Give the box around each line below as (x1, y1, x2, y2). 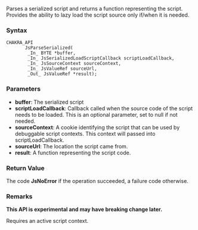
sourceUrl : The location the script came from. (14, 142, 128, 150)
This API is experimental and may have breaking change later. (6, 206, 163, 213)
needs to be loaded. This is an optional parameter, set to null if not (14, 111, 178, 118)
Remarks (6, 192, 33, 200)
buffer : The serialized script (14, 98, 84, 105)
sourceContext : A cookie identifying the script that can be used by (14, 123, 180, 130)
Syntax (6, 26, 27, 35)
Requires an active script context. (6, 217, 89, 225)
